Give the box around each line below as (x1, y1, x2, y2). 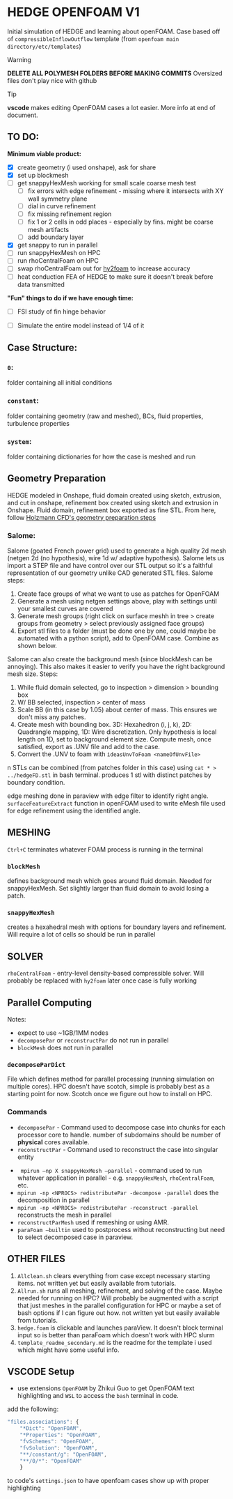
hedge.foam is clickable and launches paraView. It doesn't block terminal (17, 1323, 224, 1332)
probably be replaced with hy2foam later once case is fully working (7, 976, 197, 985)
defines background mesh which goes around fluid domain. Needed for (7, 877, 212, 885)
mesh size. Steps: (7, 670, 58, 678)
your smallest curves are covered (17, 604, 113, 613)
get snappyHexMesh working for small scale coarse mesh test (17, 178, 196, 187)
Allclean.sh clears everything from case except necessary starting (17, 1271, 211, 1279)
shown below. (17, 642, 57, 650)
